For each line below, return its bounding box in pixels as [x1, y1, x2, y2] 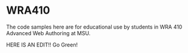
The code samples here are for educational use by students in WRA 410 [6, 23, 183, 30]
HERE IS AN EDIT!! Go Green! [6, 41, 78, 48]
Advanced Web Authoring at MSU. [6, 29, 91, 36]
